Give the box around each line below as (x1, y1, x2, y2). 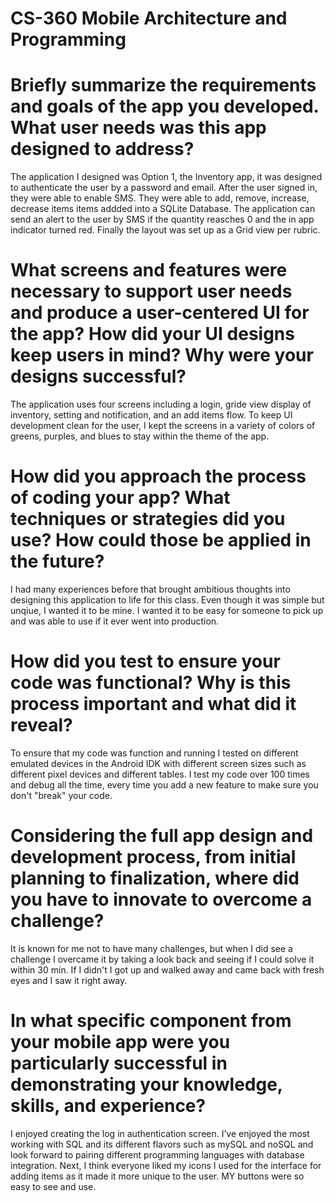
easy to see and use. (10, 1180, 97, 1192)
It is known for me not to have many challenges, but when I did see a (10, 942, 293, 954)
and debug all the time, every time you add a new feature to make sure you (10, 778, 319, 791)
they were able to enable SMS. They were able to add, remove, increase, (10, 192, 310, 204)
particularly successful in (10, 1052, 228, 1075)
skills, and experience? (10, 1095, 207, 1117)
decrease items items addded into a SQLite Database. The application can (10, 203, 316, 215)
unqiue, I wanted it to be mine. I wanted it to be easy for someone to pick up (10, 605, 324, 616)
